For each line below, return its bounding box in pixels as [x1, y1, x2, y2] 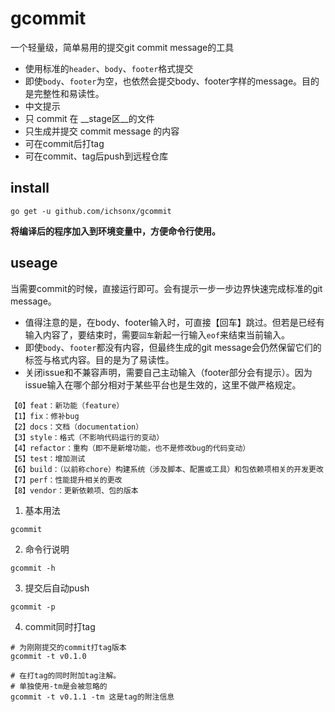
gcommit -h [10, 563, 56, 573]
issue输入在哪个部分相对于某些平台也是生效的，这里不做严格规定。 [24, 378, 302, 391]
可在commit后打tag [24, 137, 105, 149]
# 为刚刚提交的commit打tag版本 [10, 642, 127, 652]
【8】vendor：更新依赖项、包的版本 [10, 485, 139, 496]
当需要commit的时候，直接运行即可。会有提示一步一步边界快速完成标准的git [10, 282, 323, 294]
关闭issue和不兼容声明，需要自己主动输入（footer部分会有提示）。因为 [24, 366, 313, 378]
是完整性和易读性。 [24, 87, 105, 99]
